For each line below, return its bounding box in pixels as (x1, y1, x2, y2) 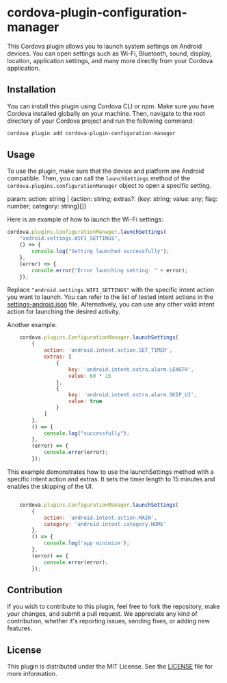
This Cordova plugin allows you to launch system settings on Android (7, 42, 202, 50)
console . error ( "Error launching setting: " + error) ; (31, 267, 188, 274)
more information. (7, 670, 57, 678)
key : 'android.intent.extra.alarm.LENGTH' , (68, 366, 194, 373)
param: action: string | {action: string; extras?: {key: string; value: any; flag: (7, 195, 218, 203)
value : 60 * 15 (68, 372, 111, 379)
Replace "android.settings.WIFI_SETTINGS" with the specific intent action (7, 286, 215, 294)
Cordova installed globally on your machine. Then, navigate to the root (7, 109, 205, 117)
